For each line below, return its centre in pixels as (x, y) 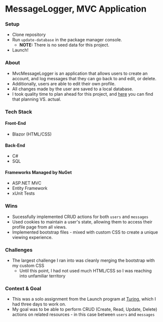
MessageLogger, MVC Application (76, 9)
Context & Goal (23, 288)
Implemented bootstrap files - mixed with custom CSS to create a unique (85, 232)
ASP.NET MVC (27, 183)
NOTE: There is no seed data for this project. (64, 45)
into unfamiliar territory (42, 276)
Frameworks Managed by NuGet (38, 172)
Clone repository (29, 34)
